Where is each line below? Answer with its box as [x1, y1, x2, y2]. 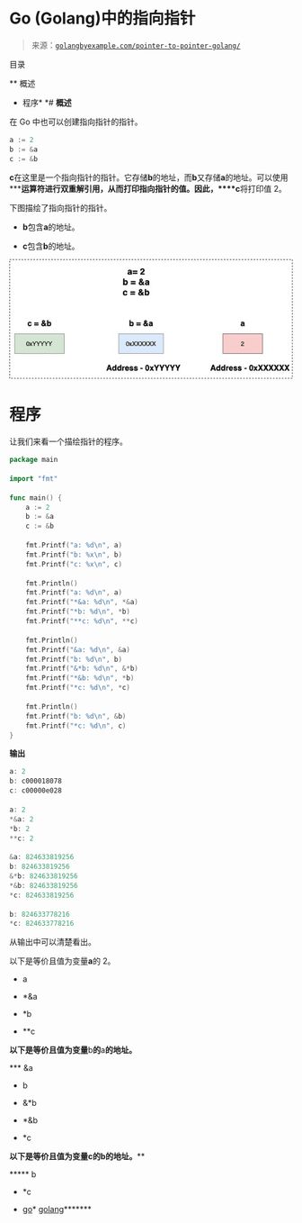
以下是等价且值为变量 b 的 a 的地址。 [9, 1045, 138, 1055]
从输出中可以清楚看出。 [9, 937, 96, 947]
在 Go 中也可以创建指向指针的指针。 [9, 116, 143, 127]
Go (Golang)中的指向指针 [9, 8, 196, 29]
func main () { [9, 493, 63, 503]
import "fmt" [9, 474, 58, 483]
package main [9, 456, 58, 465]
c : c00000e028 [9, 786, 63, 795]
